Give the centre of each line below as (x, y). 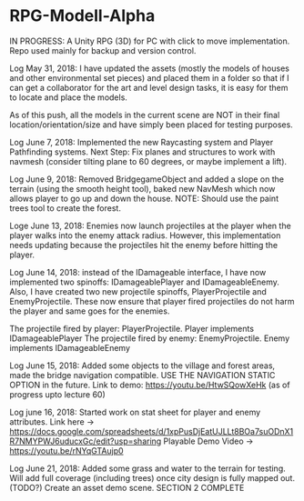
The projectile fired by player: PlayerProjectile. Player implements (132, 328)
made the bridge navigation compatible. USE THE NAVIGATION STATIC (142, 375)
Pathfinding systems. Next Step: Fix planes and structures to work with (142, 152)
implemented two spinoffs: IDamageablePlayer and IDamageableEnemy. (145, 282)
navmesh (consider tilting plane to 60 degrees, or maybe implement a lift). (148, 161)
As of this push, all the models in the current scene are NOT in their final (145, 115)
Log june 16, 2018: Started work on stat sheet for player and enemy (135, 412)
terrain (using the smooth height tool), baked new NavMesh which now (142, 188)
